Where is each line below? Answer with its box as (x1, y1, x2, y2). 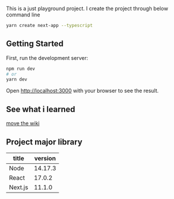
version (34, 154, 56, 162)
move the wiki (6, 120, 40, 127)
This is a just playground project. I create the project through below (6, 5, 169, 12)
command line (6, 11, 40, 18)
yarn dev (6, 76, 28, 83)
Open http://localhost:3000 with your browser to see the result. (6, 87, 159, 95)
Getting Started (6, 39, 64, 49)
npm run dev (6, 66, 35, 72)
